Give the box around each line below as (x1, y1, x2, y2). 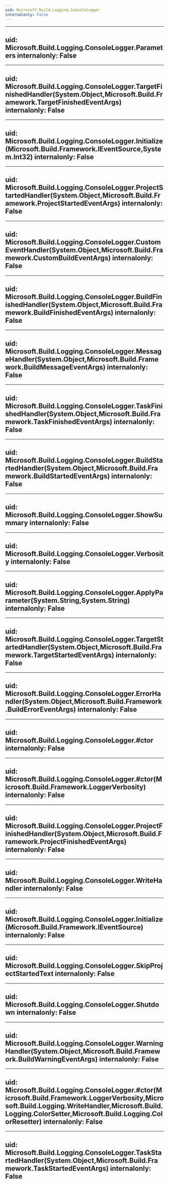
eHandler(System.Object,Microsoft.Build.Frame (5, 355, 159, 364)
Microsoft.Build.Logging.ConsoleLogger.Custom (5, 238, 161, 246)
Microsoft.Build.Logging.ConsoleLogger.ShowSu (5, 511, 162, 519)
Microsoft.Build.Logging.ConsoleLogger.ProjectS (5, 183, 163, 192)
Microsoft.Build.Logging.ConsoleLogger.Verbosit (5, 550, 163, 558)
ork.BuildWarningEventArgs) (5, 1055, 98, 1063)
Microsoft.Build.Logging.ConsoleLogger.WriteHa (5, 876, 162, 884)
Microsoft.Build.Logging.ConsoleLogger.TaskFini (5, 402, 163, 410)
